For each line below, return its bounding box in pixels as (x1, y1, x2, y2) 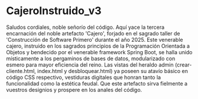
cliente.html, (6, 67, 37, 74)
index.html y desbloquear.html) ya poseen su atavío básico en (37, 67, 188, 74)
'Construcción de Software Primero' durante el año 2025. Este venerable (6, 36, 183, 43)
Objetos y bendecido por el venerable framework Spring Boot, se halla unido (6, 48, 193, 55)
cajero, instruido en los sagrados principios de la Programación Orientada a (6, 42, 190, 49)
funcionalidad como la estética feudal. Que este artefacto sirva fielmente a (6, 80, 188, 87)
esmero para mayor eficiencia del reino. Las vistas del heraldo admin (6, 61, 174, 68)
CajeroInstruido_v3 (6, 4, 102, 18)
